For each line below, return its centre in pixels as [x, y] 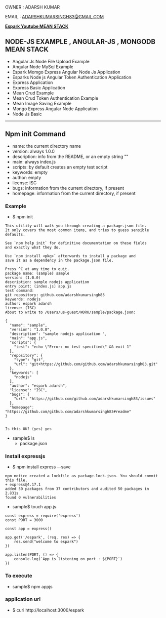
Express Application [33, 82]
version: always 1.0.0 [34, 151]
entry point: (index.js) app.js [38, 286]
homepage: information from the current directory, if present [74, 193]
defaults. [15, 234]
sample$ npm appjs [32, 586]
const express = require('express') [43, 516]
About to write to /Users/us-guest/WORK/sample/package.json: [70, 312]
